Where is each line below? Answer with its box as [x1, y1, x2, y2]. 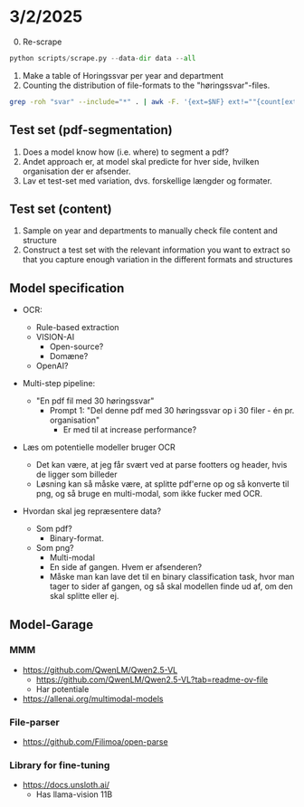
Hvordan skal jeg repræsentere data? [22, 506, 161, 517]
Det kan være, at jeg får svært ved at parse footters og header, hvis [35, 460, 288, 470]
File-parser [9, 716, 61, 728]
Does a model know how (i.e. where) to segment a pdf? [22, 147, 229, 157]
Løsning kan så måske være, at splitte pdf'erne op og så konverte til [35, 479, 290, 489]
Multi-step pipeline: [22, 378, 96, 389]
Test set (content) [9, 201, 113, 216]
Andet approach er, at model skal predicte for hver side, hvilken [22, 156, 260, 166]
